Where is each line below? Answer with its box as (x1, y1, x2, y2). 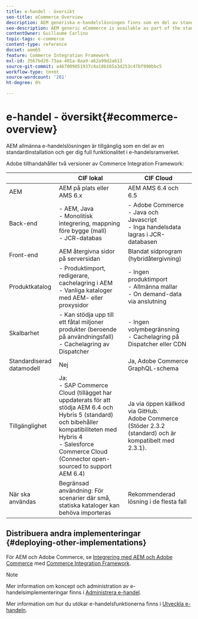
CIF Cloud (144, 174, 173, 182)
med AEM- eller (58, 293, 103, 302)
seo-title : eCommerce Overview (6, 14, 83, 20)
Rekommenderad (127, 490, 176, 498)
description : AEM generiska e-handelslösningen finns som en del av (6, 19, 178, 25)
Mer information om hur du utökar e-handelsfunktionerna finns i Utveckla (6, 600, 184, 607)
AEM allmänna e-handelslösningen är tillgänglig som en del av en (6, 142, 165, 149)
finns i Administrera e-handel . (69, 588, 141, 595)
